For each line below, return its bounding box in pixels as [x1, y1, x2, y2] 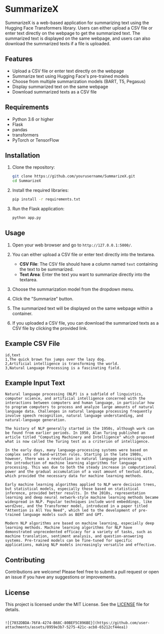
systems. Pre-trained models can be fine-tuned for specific [5, 538, 133, 543]
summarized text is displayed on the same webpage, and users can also [5, 35, 151, 41]
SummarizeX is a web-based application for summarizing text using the [5, 20, 149, 26]
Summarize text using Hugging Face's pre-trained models [12, 73, 129, 79]
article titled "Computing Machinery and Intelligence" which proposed [5, 435, 154, 440]
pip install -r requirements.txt [12, 197, 81, 202]
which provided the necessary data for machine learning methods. [5, 474, 143, 479]
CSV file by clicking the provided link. [12, 325, 88, 331]
